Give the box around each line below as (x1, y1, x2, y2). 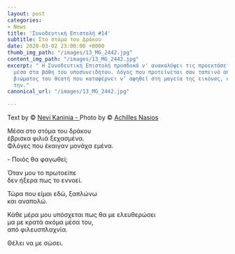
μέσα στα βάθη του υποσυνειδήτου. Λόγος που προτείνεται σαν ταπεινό (13, 68, 220, 75)
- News (7, 23, 27, 30)
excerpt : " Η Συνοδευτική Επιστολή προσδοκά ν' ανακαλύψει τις (7, 62, 196, 69)
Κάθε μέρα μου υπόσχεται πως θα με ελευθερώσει (7, 211, 156, 219)
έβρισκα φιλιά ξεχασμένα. (7, 134, 85, 143)
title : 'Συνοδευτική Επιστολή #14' (7, 29, 111, 37)
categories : (7, 17, 42, 24)
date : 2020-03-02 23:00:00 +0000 (7, 43, 105, 50)
